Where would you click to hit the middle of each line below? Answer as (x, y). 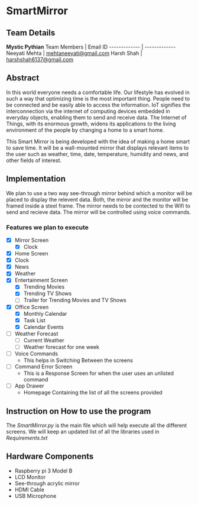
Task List (34, 320)
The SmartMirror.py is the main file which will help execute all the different (97, 425)
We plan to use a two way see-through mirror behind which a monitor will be (99, 193)
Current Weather (44, 340)
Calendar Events (43, 327)
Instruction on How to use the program (79, 411)
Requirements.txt (27, 438)
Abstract (23, 78)
